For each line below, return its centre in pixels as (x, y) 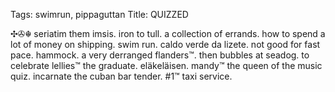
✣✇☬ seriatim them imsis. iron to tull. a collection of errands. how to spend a (168, 33)
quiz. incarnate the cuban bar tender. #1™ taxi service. (121, 76)
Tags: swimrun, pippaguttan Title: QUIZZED (99, 14)
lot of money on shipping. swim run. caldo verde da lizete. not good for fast (165, 44)
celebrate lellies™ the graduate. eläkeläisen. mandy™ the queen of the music (166, 65)
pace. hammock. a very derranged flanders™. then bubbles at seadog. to (160, 55)
